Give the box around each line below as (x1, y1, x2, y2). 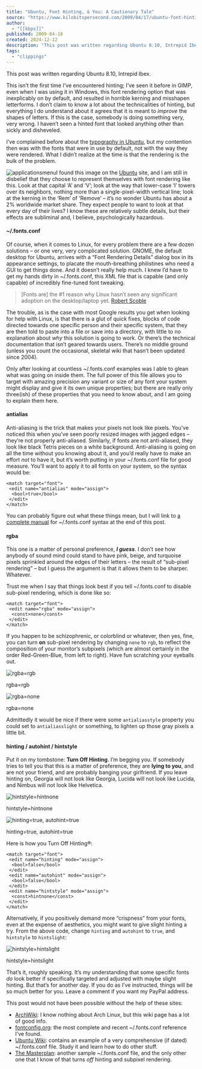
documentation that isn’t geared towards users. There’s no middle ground (6, 340, 188, 348)
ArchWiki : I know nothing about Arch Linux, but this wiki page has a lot (14, 1011, 189, 1018)
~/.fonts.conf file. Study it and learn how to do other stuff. (14, 1043, 158, 1050)
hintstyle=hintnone (6, 805, 53, 812)
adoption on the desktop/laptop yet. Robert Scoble (20, 297, 147, 304)
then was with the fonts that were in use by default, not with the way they (6, 144, 188, 152)
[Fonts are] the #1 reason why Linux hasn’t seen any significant (20, 290, 177, 298)
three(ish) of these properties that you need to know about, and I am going (6, 390, 191, 397)
